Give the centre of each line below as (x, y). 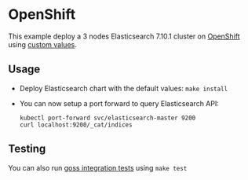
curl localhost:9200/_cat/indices (76, 125)
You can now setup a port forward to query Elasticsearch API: (119, 103)
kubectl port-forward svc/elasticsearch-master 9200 (108, 118)
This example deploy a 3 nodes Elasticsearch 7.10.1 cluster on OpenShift (124, 36)
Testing (27, 149)
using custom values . (42, 44)
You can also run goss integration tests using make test (98, 167)
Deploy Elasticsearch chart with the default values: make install (124, 88)
